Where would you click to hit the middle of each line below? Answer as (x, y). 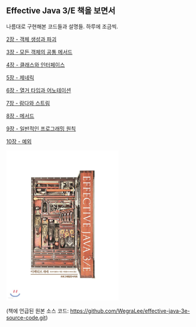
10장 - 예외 (19, 141)
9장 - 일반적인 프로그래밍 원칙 (41, 129)
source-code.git (26, 317)
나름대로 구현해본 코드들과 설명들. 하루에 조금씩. (62, 26)
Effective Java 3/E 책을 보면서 (61, 11)
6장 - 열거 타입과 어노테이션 (39, 90)
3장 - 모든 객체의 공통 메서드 (40, 52)
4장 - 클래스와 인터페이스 (36, 64)
